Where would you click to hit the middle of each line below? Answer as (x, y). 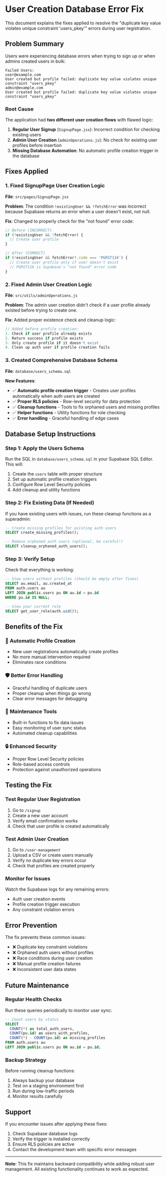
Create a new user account (40, 816)
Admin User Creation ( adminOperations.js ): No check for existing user (85, 140)
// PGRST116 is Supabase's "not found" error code (63, 267)
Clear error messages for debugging (50, 699)
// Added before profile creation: (42, 329)
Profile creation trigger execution (46, 904)
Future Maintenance (37, 985)
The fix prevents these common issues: (45, 938)
